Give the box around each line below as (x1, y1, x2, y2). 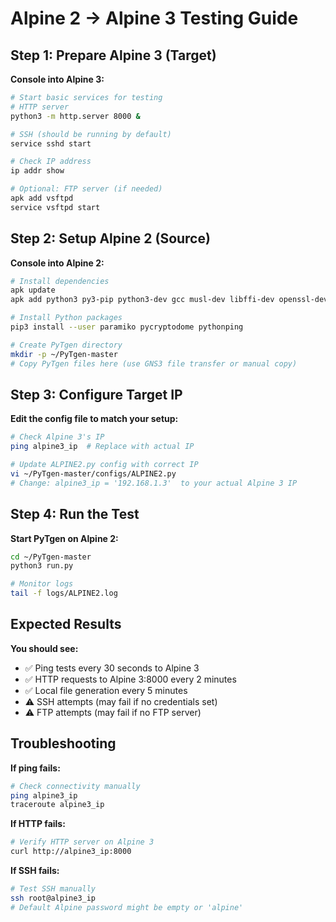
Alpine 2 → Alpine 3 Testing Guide (10, 7, 299, 30)
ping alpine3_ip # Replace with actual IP (10, 442, 195, 452)
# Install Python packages (10, 313, 123, 323)
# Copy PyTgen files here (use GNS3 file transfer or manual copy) (10, 358, 298, 369)
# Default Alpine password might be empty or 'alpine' (10, 902, 244, 912)
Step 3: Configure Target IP (10, 386, 183, 403)
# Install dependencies (10, 276, 110, 286)
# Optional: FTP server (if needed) (10, 184, 163, 194)
